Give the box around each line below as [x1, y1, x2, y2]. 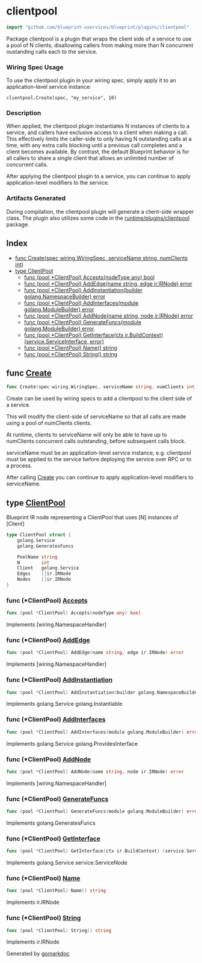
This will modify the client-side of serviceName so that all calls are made [6, 413, 186, 420]
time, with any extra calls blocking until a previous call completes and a [6, 142, 182, 149]
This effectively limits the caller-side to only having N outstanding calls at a [6, 135, 192, 142]
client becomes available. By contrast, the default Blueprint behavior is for [6, 148, 189, 155]
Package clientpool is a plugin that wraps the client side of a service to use [6, 35, 192, 42]
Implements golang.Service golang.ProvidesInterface [6, 740, 138, 747]
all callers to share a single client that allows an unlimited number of [6, 155, 174, 162]
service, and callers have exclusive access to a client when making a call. [6, 129, 188, 136]
